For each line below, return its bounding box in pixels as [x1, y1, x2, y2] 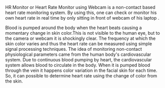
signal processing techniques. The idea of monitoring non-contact [5, 46, 142, 52]
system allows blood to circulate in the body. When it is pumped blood [5, 62, 150, 68]
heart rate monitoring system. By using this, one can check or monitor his [5, 10, 157, 16]
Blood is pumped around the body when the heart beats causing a [5, 25, 142, 31]
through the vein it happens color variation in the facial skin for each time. [5, 67, 157, 73]
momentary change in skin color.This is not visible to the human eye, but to [5, 30, 160, 36]
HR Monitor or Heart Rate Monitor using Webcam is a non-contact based [5, 5, 155, 10]
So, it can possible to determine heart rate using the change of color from [5, 73, 157, 78]
